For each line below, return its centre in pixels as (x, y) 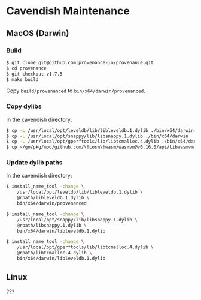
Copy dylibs (24, 106)
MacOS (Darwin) (38, 33)
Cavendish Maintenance (68, 11)
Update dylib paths (34, 163)
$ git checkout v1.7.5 (34, 74)
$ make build (22, 79)
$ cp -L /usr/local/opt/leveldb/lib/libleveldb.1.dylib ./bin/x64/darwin (100, 130)
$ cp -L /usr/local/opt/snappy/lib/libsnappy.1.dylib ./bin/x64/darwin (97, 136)
